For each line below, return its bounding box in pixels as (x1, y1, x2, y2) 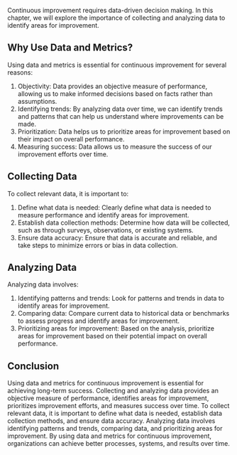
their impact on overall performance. (17, 134, 125, 143)
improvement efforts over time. (17, 149, 109, 159)
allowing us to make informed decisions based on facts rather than (17, 89, 213, 98)
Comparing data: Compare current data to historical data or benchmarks (17, 309, 230, 318)
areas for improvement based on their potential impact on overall (17, 332, 207, 341)
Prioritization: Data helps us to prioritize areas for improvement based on (17, 127, 231, 136)
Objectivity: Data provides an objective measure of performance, (17, 82, 208, 90)
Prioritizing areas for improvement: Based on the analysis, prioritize (17, 324, 215, 333)
